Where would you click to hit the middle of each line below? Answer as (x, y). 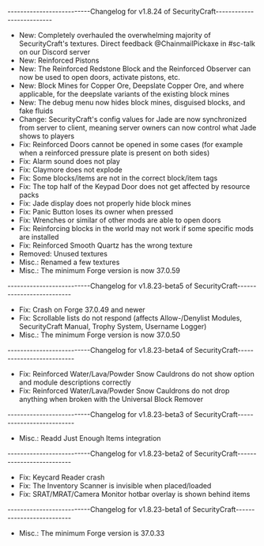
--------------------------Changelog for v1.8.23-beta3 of (100, 414)
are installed (39, 237)
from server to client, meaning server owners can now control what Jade (138, 127)
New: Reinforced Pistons (59, 60)
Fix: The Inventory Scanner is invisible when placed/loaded (115, 485)
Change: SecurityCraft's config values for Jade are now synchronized (132, 119)
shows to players (47, 136)
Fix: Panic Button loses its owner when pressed (96, 212)
